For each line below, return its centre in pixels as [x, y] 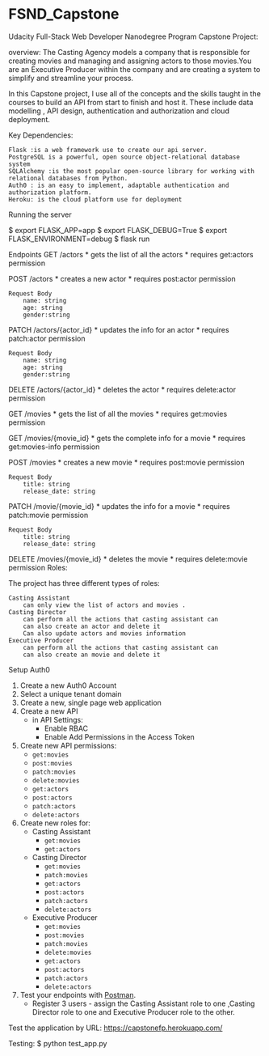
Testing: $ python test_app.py [58, 1043]
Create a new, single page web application [90, 702]
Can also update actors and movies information [104, 633]
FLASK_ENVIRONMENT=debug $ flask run [79, 239]
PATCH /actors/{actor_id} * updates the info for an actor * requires [119, 329]
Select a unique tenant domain [71, 693]
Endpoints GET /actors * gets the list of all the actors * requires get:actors [131, 254]
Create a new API [49, 711]
